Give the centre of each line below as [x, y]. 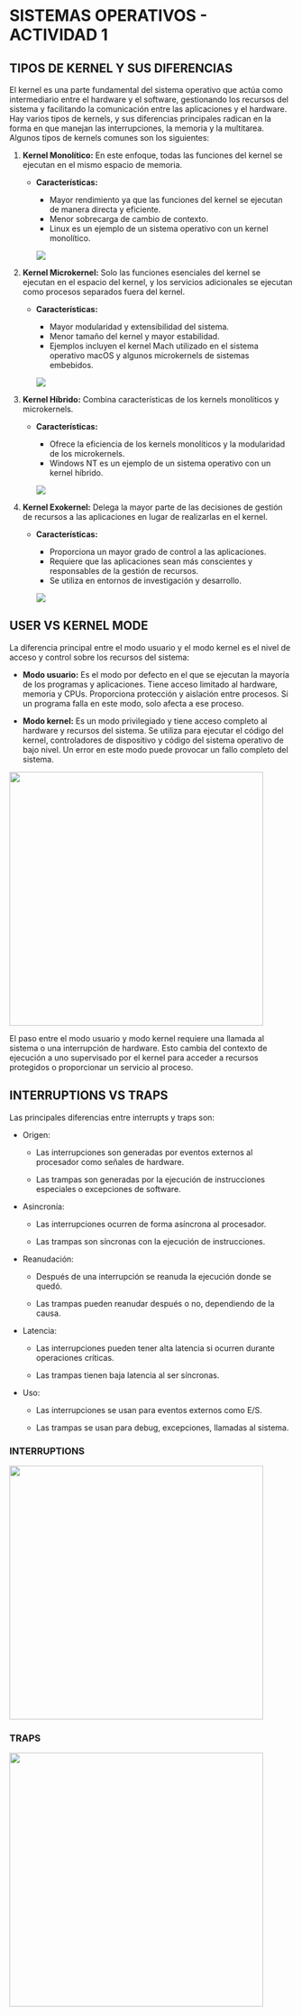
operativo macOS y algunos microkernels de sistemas [149, 356]
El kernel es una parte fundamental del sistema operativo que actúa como [146, 90]
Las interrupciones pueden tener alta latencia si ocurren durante [155, 1348]
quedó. [49, 1286]
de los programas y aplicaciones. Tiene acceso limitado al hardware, [150, 684]
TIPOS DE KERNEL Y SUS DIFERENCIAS [121, 68]
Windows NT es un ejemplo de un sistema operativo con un [160, 463]
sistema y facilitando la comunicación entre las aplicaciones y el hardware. [148, 109]
